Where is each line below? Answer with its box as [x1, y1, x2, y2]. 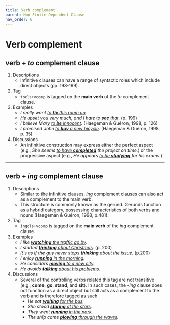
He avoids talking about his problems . [20, 266, 100, 272]
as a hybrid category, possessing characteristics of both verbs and [20, 207, 160, 213]
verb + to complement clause [5, 59, 100, 67]
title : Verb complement [5, 7, 56, 13]
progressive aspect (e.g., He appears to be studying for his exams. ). [20, 153, 164, 159]
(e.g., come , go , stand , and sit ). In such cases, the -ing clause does [20, 282, 162, 288]
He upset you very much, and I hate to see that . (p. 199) [20, 115, 138, 121]
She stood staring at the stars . [27, 304, 92, 310]
